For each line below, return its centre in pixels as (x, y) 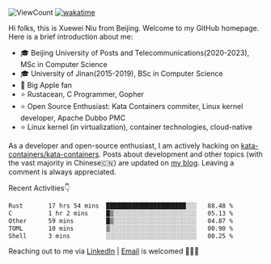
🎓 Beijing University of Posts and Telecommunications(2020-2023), (135, 53)
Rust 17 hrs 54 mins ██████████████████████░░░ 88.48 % (121, 206)
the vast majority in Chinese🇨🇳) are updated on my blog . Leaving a (121, 163)
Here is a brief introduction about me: (71, 37)
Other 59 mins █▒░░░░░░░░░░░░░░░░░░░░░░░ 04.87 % (121, 221)
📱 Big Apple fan (46, 85)
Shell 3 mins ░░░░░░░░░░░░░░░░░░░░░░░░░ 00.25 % (121, 236)
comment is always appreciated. (62, 172)
